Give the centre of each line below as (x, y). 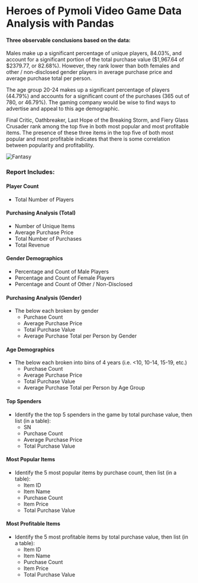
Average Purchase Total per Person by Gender (80, 336)
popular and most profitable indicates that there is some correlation (88, 139)
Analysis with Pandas (60, 23)
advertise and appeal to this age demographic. (63, 109)
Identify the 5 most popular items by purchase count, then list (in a (95, 472)
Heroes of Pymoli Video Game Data (94, 11)
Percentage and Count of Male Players (62, 271)
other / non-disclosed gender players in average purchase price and (89, 72)
